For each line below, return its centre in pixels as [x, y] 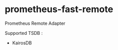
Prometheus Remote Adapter [35, 23]
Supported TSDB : [24, 33]
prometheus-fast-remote [59, 9]
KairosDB [22, 43]
